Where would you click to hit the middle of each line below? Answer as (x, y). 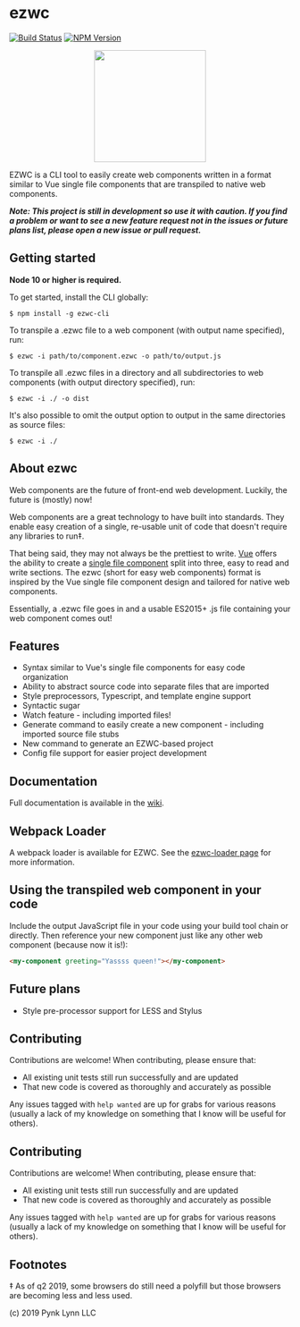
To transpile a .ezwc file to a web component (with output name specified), (147, 330)
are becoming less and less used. (71, 1295)
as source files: (37, 424)
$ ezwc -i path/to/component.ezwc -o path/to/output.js (115, 356)
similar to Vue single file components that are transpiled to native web (137, 184)
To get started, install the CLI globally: (79, 297)
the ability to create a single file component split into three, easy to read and (150, 563)
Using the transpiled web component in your (135, 890)
